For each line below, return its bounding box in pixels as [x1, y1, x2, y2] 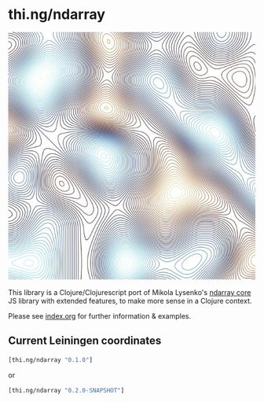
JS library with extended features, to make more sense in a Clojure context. [8, 296, 252, 305]
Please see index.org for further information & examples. [8, 311, 192, 320]
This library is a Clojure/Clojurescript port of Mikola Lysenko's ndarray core [8, 287, 251, 297]
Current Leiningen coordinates [8, 334, 162, 348]
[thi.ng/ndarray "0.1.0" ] [8, 356, 93, 363]
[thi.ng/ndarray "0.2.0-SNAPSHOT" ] [8, 386, 125, 394]
